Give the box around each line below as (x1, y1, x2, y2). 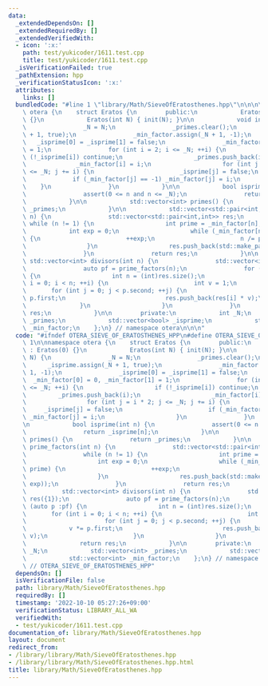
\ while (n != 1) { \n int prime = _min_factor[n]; (22, 220, 262, 228)
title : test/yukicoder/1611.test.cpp (22, 57, 148, 65)
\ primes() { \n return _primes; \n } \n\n (22, 435, 251, 444)
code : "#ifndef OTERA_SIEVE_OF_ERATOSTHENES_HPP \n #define (15, 331, 213, 340)
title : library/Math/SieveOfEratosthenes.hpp (8, 665, 162, 674)
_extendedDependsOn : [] (15, 19, 94, 27)
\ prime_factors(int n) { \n (22, 443, 116, 451)
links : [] (22, 94, 56, 102)
